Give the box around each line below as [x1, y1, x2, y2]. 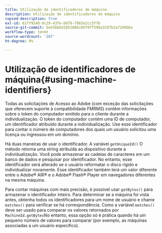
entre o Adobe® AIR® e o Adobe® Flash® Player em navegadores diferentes [5, 172, 156, 178]
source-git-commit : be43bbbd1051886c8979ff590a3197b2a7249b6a [5, 25, 133, 30]
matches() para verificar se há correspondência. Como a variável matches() [5, 202, 155, 208]
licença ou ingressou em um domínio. [5, 132, 80, 137]
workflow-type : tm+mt [5, 30, 49, 34]
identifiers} [5, 84, 52, 95]
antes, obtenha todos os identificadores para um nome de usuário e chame [5, 197, 155, 202]
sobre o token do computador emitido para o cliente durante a [5, 111, 129, 116]
